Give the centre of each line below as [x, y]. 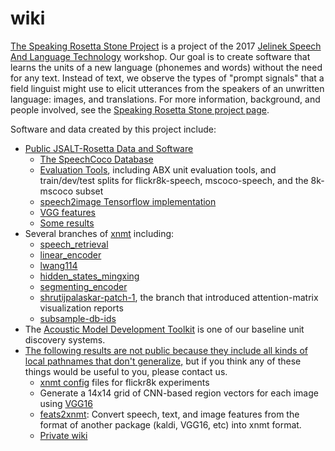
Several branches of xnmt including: [99, 233]
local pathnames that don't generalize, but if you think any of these [163, 361]
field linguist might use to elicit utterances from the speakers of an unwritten [167, 88]
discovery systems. [65, 339]
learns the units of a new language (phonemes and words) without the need [166, 67]
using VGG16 [66, 403]
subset [89, 191]
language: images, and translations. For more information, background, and [165, 99]
